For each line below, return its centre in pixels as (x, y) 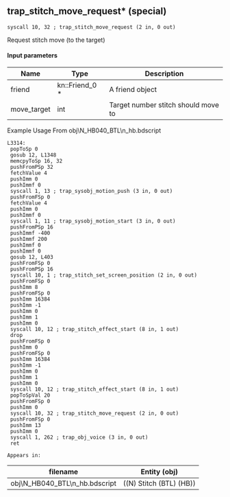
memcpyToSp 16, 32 (36, 161)
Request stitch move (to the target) (56, 40)
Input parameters (33, 56)
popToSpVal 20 (30, 395)
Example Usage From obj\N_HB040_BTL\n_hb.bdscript (84, 130)
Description (164, 73)
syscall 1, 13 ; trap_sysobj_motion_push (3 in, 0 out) (91, 192)
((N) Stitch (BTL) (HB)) (159, 483)
